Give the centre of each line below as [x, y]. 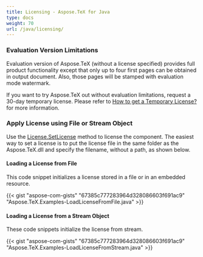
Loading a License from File [42, 164]
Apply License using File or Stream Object [69, 124]
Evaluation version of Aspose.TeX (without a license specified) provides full [101, 63]
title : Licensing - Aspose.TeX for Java [58, 12]
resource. [18, 184]
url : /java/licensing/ [35, 29]
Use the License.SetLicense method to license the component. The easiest [100, 136]
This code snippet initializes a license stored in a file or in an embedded [96, 177]
